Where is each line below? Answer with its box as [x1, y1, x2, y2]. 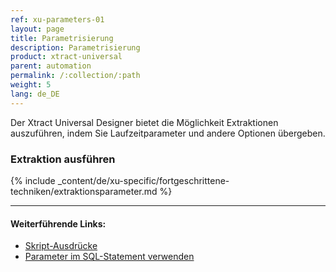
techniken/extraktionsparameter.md [10, 185, 158, 197]
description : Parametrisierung [10, 42, 141, 53]
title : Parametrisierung [10, 33, 114, 43]
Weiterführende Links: [10, 217, 107, 230]
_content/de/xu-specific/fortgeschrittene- [57, 174, 230, 186]
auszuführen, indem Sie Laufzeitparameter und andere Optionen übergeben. [10, 127, 326, 139]
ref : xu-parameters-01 [10, 14, 105, 25]
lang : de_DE [10, 89, 60, 99]
